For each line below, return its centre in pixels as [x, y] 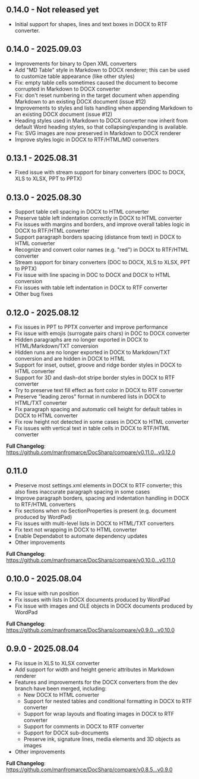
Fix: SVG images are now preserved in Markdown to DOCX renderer [98, 133]
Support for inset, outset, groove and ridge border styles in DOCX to [98, 365]
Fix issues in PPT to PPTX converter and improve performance [91, 327]
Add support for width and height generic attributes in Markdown [94, 669]
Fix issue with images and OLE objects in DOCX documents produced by [104, 606]
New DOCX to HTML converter [61, 694]
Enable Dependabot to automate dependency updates [81, 536]
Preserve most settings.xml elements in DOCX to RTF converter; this [98, 485]
